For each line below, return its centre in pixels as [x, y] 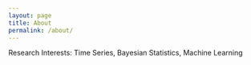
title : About [30, 23]
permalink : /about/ [41, 30]
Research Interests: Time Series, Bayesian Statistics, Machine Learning [125, 53]
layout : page [30, 15]
